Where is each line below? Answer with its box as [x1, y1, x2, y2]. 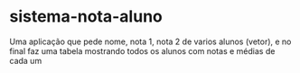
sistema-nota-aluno [9, 6, 163, 27]
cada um [9, 55, 42, 66]
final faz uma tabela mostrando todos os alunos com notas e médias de [9, 45, 276, 56]
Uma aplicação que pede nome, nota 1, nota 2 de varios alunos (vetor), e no [9, 36, 292, 47]
